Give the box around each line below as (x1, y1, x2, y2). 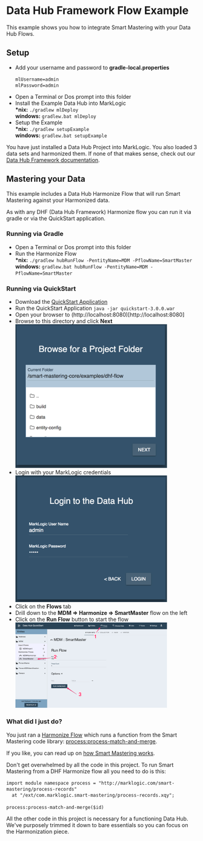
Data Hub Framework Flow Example (6, 4, 189, 18)
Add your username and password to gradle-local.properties (15, 64, 170, 71)
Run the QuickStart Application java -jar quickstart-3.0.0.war (15, 304, 175, 312)
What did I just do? (6, 717, 62, 726)
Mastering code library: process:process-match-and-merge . (6, 737, 158, 745)
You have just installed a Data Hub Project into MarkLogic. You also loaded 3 (6, 143, 198, 150)
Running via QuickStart (6, 284, 76, 293)
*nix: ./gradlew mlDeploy (15, 106, 79, 113)
